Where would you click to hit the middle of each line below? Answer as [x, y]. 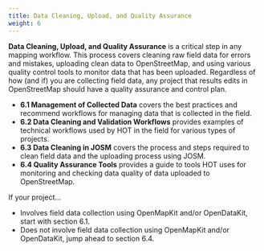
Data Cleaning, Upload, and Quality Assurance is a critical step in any [125, 46]
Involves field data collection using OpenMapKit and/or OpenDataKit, [134, 212]
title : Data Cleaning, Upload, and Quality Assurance [100, 16]
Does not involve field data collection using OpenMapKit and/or [125, 229]
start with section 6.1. [55, 221]
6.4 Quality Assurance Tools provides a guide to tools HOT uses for [133, 164]
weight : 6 [25, 23]
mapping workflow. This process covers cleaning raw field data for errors [130, 55]
